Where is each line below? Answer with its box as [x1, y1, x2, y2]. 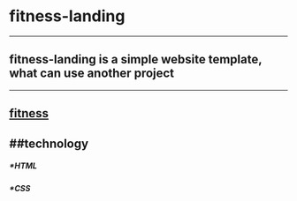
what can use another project [9, 66, 175, 81]
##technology [9, 136, 89, 151]
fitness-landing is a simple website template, [9, 52, 263, 67]
